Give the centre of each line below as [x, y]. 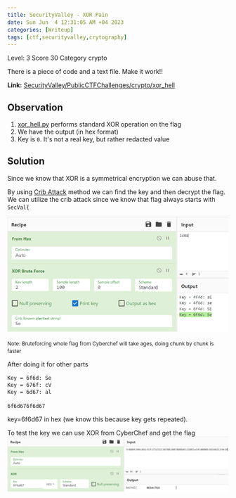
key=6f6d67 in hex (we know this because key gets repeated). [98, 419]
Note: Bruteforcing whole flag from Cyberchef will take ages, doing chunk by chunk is [111, 344]
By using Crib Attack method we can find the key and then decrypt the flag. [117, 192]
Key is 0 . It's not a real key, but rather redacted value [93, 139]
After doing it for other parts [48, 364]
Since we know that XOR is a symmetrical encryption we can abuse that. [112, 178]
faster [14, 352]
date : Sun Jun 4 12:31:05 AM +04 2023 [66, 22]
